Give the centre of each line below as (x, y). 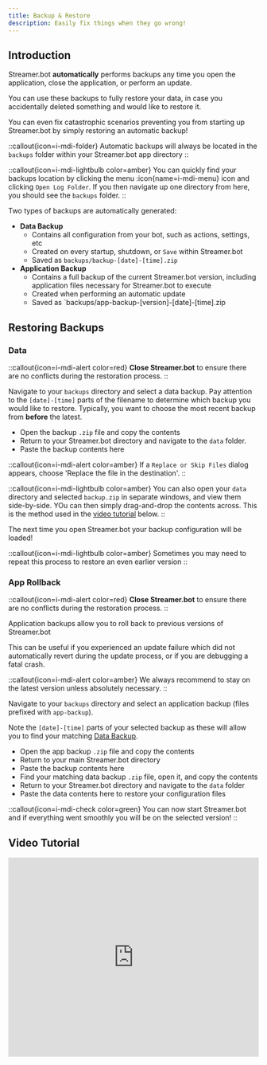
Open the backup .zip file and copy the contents (100, 432)
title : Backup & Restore (49, 16)
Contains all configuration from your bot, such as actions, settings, (141, 235)
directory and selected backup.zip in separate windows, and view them (125, 497)
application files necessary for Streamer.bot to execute (122, 286)
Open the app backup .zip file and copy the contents (107, 752)
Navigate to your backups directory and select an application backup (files (129, 704)
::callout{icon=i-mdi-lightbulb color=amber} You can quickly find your (122, 170)
